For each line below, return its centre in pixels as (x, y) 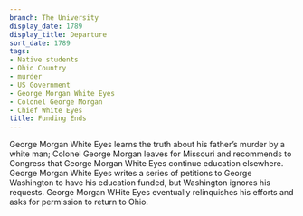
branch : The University (54, 18)
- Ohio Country (38, 69)
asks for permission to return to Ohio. (79, 202)
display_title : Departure (58, 34)
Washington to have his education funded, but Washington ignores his (140, 183)
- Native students (44, 60)
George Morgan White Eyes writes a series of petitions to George (131, 174)
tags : (19, 52)
